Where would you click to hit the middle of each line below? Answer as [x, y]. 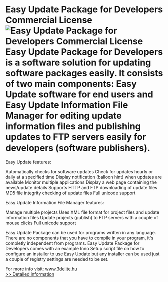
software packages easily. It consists [84, 73]
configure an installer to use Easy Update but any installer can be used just [82, 254]
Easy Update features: [28, 162]
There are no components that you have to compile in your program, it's [79, 238]
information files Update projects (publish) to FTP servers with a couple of [82, 217]
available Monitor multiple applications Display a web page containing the [81, 182]
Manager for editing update [63, 116]
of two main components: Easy [71, 84]
